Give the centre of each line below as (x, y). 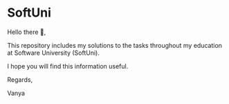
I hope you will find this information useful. (68, 66)
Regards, (20, 79)
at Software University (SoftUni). (54, 53)
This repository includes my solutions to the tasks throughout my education (115, 45)
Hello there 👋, (27, 32)
